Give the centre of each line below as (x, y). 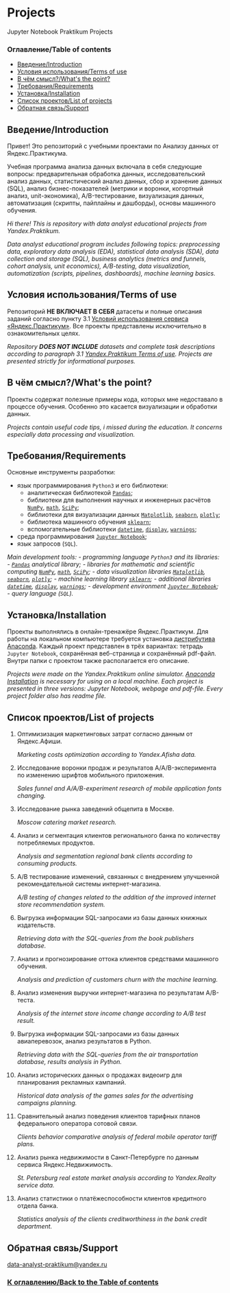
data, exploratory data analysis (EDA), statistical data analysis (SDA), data (113, 252)
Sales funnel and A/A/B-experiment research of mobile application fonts (119, 788)
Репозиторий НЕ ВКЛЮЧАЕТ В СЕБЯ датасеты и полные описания (105, 311)
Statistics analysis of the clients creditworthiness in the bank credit (112, 1219)
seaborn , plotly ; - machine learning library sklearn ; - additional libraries (109, 579)
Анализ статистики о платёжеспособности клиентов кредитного (112, 1198)
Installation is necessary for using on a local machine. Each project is (105, 681)
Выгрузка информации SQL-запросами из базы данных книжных (112, 918)
